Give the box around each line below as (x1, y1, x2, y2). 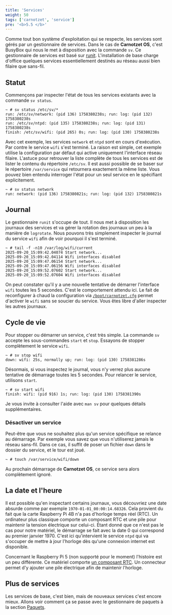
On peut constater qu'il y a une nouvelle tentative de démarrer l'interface (5, 281, 160, 287)
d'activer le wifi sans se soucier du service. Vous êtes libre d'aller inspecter (5, 298, 167, 304)
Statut (5, 78, 26, 87)
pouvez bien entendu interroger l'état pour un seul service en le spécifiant (5, 172, 162, 178)
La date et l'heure (5, 486, 63, 495)
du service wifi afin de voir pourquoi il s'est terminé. (5, 235, 117, 242)
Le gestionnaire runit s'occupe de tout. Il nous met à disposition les (5, 219, 149, 225)
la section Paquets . (5, 604, 46, 610)
